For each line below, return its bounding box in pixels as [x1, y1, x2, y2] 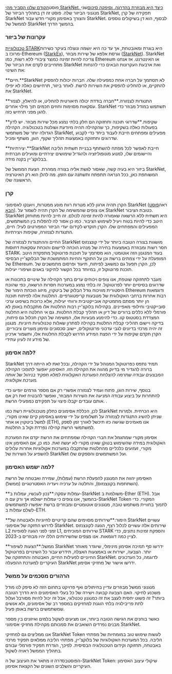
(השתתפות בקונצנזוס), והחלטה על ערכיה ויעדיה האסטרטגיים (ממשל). [5, 481, 140, 487]
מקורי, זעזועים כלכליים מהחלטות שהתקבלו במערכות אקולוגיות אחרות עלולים [5, 445, 151, 451]
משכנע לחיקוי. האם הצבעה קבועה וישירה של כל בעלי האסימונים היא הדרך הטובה [5, 590, 161, 596]
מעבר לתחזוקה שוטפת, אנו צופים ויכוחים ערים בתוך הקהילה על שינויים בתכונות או [5, 276, 162, 282]
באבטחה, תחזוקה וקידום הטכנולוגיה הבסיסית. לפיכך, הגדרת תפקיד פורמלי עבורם [5, 642, 161, 648]
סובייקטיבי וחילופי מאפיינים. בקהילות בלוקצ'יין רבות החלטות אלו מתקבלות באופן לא [5, 303, 166, 309]
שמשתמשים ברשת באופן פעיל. [5, 606, 65, 612]
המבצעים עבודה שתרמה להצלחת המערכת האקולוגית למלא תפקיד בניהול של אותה [5, 371, 164, 377]
